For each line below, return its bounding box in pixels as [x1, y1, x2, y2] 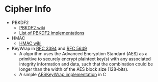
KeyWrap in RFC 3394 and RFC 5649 [11, 45, 87, 51]
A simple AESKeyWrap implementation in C [19, 71, 106, 77]
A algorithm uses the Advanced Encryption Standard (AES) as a [19, 50, 148, 57]
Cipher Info [4, 3, 52, 15]
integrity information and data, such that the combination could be [19, 61, 153, 67]
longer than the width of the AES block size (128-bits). [19, 66, 129, 72]
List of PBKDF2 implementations [19, 30, 84, 36]
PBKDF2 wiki [19, 24, 45, 30]
